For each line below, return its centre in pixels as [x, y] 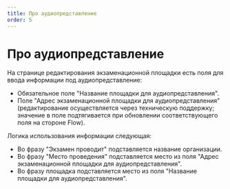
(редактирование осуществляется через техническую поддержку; [116, 108]
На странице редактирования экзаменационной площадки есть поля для [115, 73]
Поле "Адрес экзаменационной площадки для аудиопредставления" [118, 101]
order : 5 [20, 20]
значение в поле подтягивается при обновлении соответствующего [117, 115]
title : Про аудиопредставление [52, 13]
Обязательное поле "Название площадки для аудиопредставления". [118, 93]
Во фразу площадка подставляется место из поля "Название [107, 171]
